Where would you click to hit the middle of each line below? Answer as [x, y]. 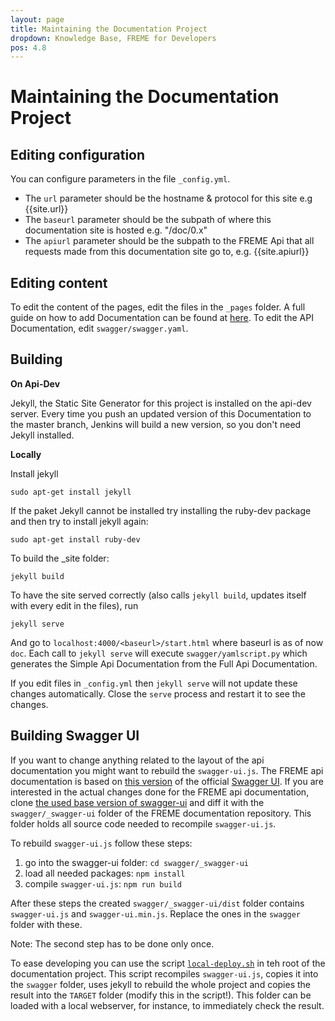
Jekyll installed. [42, 435]
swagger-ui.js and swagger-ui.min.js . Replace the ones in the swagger [156, 913]
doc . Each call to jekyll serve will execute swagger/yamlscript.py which [159, 653]
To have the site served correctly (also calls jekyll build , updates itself [158, 595]
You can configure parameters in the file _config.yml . [120, 179]
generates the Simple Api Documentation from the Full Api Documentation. [164, 663]
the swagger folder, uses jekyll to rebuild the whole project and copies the [161, 984]
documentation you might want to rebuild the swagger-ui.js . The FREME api [167, 770]
